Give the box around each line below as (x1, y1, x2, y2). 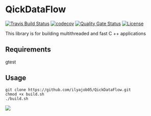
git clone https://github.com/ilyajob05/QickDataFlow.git (5, 87, 131, 92)
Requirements (5, 45, 51, 54)
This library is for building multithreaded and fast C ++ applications (5, 30, 146, 36)
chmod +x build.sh (5, 91, 44, 97)
